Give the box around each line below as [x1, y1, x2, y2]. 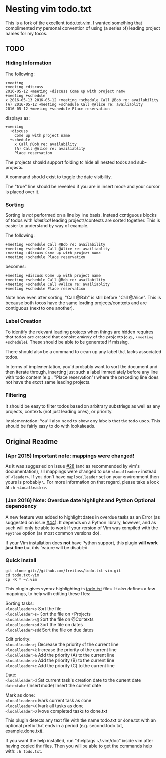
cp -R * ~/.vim [5, 577, 37, 582]
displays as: [5, 115, 30, 121]
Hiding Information [5, 59, 52, 66]
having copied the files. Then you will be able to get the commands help [5, 743, 152, 749]
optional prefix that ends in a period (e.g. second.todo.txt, [5, 722, 123, 728]
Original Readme [5, 437, 58, 446]
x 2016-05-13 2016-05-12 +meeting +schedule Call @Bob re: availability [5, 97, 159, 102]
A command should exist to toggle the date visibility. [5, 174, 112, 180]
